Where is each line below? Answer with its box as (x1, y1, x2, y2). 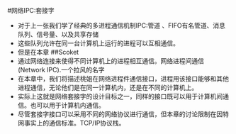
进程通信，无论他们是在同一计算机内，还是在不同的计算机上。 (17, 84, 198, 91)
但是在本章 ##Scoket (17, 48, 79, 56)
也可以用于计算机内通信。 (30, 101, 105, 109)
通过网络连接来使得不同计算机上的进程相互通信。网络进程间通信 (17, 57, 204, 65)
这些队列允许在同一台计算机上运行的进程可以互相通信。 (17, 39, 179, 48)
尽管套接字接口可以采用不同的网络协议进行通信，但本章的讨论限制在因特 (17, 110, 229, 118)
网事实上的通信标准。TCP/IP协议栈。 (17, 119, 125, 127)
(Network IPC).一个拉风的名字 (17, 66, 105, 74)
